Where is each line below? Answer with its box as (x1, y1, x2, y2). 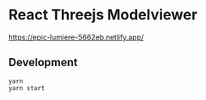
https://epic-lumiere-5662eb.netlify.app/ (8, 32, 144, 42)
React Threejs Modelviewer (8, 6, 198, 24)
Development (8, 56, 79, 69)
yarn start (8, 84, 45, 92)
